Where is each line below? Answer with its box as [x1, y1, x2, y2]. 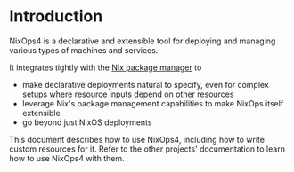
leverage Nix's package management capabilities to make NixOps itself [21, 98, 284, 108]
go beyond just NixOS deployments [21, 117, 152, 128]
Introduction [9, 6, 103, 27]
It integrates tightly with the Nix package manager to [9, 62, 202, 73]
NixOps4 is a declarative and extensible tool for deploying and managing [9, 35, 276, 46]
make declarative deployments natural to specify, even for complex [21, 79, 269, 90]
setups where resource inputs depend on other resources [21, 89, 234, 99]
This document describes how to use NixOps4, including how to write [9, 134, 265, 145]
